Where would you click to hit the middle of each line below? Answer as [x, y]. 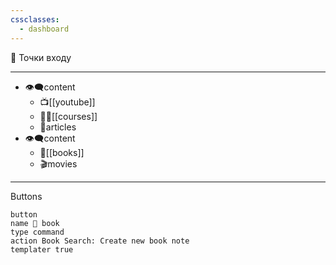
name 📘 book [35, 223]
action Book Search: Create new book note [100, 241]
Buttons [26, 196]
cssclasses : [35, 19]
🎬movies [58, 163]
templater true [42, 249]
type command [37, 232]
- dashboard [44, 29]
